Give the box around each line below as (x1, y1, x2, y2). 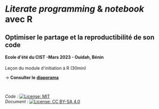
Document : (5, 98, 28, 104)
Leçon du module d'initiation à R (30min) (5, 65, 86, 71)
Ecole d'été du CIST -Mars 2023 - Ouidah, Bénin (5, 54, 104, 60)
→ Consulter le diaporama (5, 74, 59, 80)
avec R (5, 14, 33, 25)
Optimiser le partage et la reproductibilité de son (5, 33, 155, 41)
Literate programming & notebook (5, 3, 144, 15)
